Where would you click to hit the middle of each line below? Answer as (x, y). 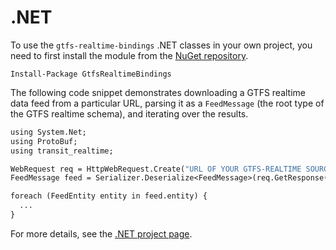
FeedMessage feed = (51, 178)
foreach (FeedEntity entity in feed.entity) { (109, 196)
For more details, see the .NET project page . (101, 233)
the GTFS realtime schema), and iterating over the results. (129, 113)
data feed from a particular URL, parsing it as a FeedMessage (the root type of (167, 103)
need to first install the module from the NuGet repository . (129, 55)
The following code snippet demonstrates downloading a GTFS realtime (158, 92)
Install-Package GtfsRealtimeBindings (91, 74)
